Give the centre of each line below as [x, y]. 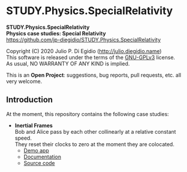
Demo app [36, 150]
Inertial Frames [34, 125]
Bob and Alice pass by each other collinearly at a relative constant [95, 131]
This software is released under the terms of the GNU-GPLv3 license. [91, 57]
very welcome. [24, 81]
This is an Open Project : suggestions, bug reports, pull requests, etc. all [94, 75]
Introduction [30, 100]
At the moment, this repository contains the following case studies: [88, 114]
